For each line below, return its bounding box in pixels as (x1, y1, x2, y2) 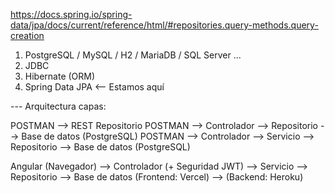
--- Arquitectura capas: (10, 100, 107, 112)
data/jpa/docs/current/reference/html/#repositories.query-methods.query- (10, 19, 319, 31)
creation (10, 30, 45, 41)
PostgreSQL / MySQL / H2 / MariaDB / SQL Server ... (24, 49, 242, 61)
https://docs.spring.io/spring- (10, 9, 133, 20)
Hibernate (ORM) (24, 70, 96, 82)
